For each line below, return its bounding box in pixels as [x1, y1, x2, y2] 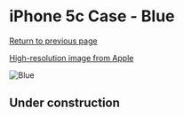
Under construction [9, 96, 120, 111]
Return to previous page [9, 35, 98, 46]
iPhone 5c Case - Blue [9, 6, 175, 27]
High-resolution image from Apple [9, 52, 134, 63]
